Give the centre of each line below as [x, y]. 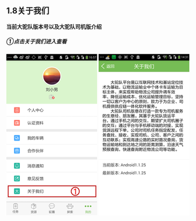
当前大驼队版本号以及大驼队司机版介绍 [54, 27]
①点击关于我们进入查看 [37, 42]
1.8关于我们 [28, 11]
